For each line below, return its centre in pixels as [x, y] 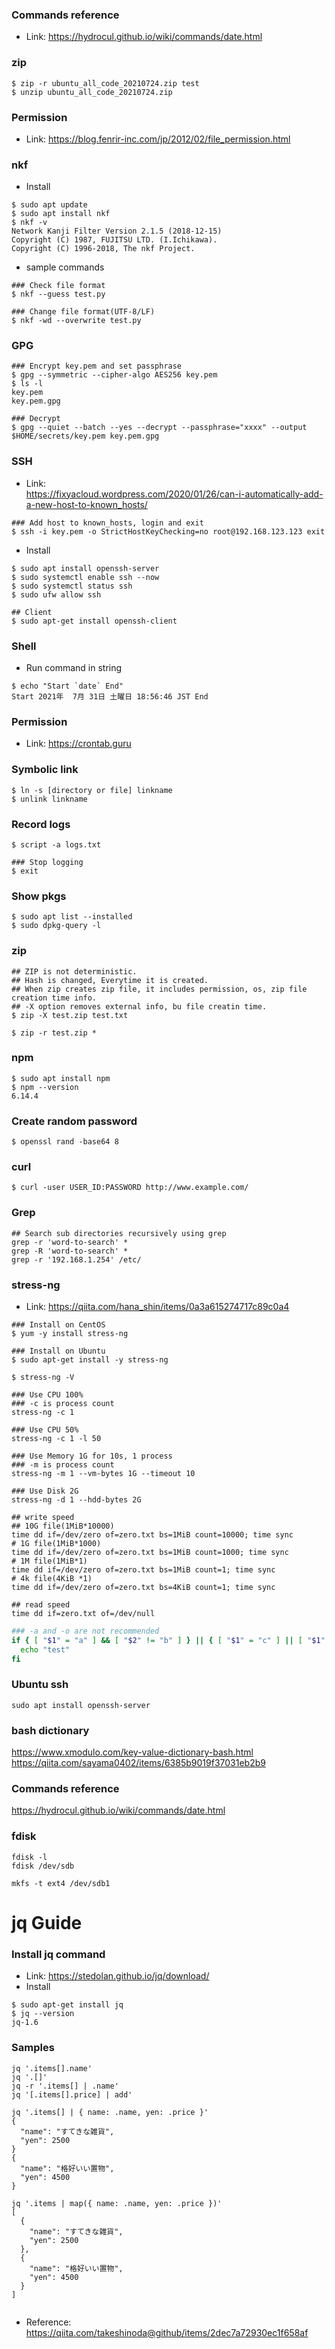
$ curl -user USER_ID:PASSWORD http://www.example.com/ [130, 1188]
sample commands [65, 267]
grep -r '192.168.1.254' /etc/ [76, 1259]
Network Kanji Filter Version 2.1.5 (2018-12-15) [117, 231]
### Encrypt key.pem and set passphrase [97, 366]
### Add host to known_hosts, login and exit [107, 523]
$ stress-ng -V [43, 1378]
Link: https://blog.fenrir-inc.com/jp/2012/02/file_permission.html [158, 139]
